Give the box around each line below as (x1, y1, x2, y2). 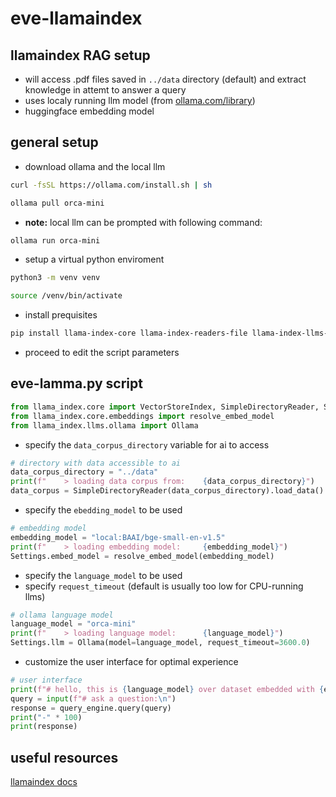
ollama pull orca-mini (10, 198, 105, 208)
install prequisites (24, 309, 98, 321)
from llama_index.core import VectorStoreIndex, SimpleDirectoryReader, (10, 402, 320, 412)
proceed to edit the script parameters (24, 347, 180, 359)
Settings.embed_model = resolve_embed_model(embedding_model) (10, 551, 275, 561)
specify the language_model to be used (24, 569, 183, 581)
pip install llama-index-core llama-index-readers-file (10, 328, 248, 339)
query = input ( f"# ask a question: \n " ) (10, 693, 177, 704)
